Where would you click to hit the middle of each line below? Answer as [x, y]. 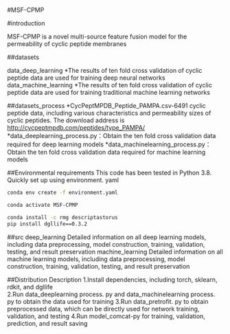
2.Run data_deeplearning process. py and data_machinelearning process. [111, 294]
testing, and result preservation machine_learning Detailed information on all [115, 252]
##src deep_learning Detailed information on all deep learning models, [107, 237]
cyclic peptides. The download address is [66, 120]
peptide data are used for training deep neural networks [87, 78]
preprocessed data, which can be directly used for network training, [103, 309]
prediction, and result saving [47, 323]
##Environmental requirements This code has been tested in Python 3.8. [110, 172]
